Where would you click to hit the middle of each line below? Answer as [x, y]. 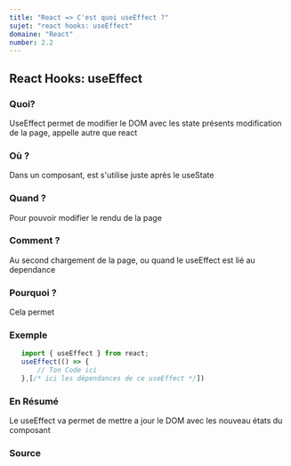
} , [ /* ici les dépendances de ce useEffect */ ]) [113, 379]
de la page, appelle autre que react [73, 132]
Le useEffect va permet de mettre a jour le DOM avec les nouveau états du [146, 421]
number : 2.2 [31, 42]
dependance [32, 269]
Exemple [28, 335]
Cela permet [32, 312]
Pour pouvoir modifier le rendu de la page [86, 217]
